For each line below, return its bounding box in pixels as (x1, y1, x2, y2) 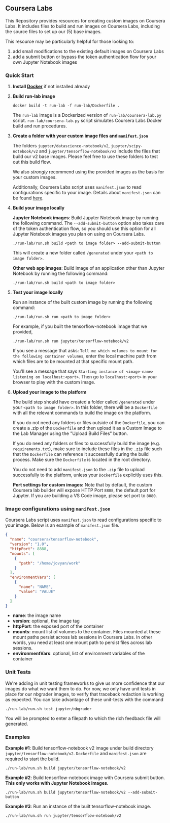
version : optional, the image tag (12, 618, 80, 624)
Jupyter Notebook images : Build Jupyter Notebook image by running (12, 215, 159, 221)
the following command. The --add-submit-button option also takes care (12, 220, 164, 226)
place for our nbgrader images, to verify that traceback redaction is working (5, 691, 164, 697)
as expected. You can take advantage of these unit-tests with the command (5, 696, 164, 703)
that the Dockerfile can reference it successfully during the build (12, 451, 149, 457)
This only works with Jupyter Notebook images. (5, 780, 109, 786)
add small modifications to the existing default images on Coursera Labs (12, 48, 164, 54)
